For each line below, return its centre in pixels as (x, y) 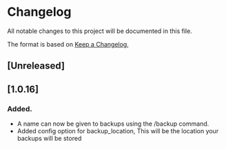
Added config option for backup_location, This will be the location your (118, 131)
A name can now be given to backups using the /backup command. (113, 124)
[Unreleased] (36, 66)
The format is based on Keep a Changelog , (68, 44)
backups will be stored (49, 139)
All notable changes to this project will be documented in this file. (100, 31)
